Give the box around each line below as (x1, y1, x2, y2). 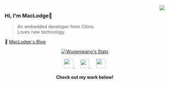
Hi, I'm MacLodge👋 (5, 12, 53, 19)
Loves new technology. (17, 29, 66, 35)
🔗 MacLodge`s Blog (5, 39, 46, 45)
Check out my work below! (56, 74, 114, 80)
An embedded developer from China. (17, 24, 95, 30)
